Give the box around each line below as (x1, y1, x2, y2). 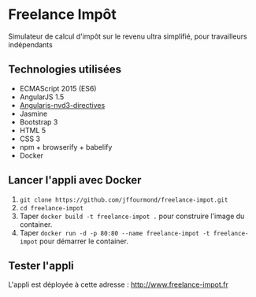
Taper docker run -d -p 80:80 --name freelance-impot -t (19, 228, 210, 237)
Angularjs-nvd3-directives (19, 100, 106, 110)
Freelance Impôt (8, 6, 117, 24)
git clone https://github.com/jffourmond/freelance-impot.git (19, 195, 228, 204)
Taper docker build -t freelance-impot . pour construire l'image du (19, 211, 245, 221)
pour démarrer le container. (39, 236, 128, 246)
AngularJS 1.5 (19, 92, 65, 102)
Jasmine (19, 109, 48, 118)
